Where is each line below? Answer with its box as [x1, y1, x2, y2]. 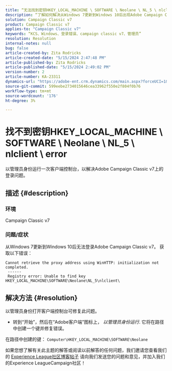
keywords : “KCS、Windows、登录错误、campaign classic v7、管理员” [5, 31, 142, 36]
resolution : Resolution [5, 36, 56, 42]
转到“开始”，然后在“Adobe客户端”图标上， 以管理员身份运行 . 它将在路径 [12, 319, 164, 325]
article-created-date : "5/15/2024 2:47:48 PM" [5, 55, 106, 60]
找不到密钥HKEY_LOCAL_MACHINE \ [5, 126, 163, 138]
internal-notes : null [5, 41, 52, 46]
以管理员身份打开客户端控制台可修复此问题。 [5, 308, 100, 314]
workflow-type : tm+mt [5, 88, 52, 94]
